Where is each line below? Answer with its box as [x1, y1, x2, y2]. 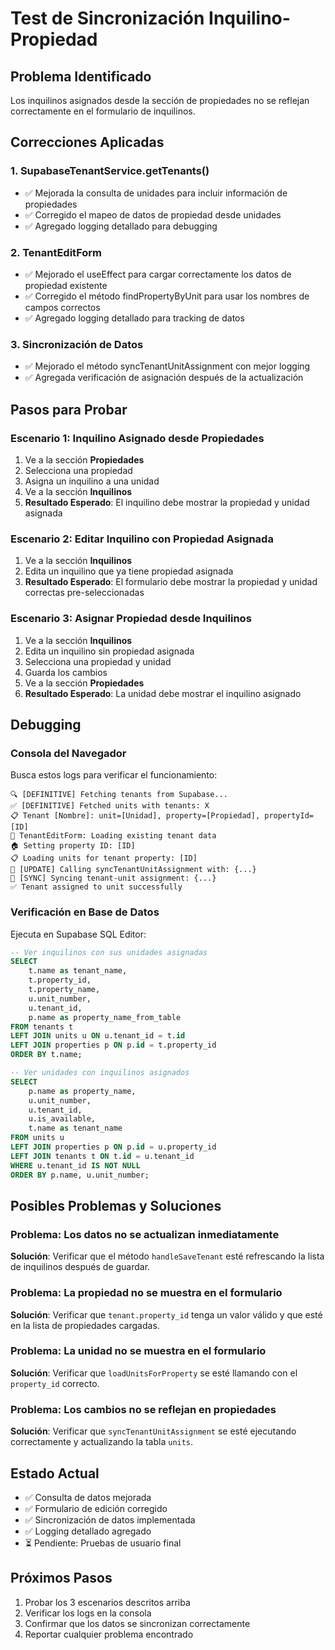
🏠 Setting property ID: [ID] [10, 841, 136, 851]
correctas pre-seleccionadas [24, 587, 145, 599]
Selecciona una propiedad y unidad [24, 655, 172, 667]
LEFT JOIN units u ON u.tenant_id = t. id [10, 1031, 186, 1041]
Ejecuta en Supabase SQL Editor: [10, 928, 147, 940]
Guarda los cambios [24, 666, 108, 678]
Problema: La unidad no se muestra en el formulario [10, 1344, 267, 1358]
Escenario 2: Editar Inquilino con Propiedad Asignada [10, 532, 274, 546]
